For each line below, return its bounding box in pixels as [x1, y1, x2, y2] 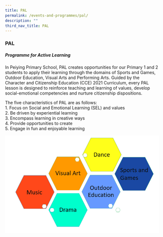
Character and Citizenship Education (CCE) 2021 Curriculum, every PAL [5, 80, 149, 86]
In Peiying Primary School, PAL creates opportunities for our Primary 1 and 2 [5, 64, 159, 70]
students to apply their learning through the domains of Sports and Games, [5, 70, 156, 76]
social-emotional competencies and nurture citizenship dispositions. [5, 90, 143, 96]
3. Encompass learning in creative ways [5, 115, 85, 121]
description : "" [5, 18, 38, 23]
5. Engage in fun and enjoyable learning [5, 126, 85, 132]
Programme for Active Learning [5, 52, 71, 58]
